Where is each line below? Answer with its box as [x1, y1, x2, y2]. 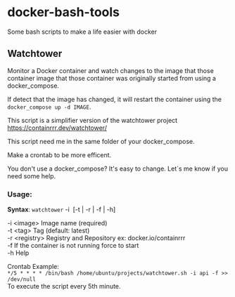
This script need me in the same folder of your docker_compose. [7, 137, 195, 145]
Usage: [7, 189, 33, 199]
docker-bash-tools [7, 4, 120, 20]
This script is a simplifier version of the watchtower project [7, 116, 178, 124]
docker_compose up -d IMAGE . [7, 103, 91, 111]
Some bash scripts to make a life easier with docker [7, 27, 157, 36]
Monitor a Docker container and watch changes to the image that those [7, 66, 215, 74]
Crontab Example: [7, 263, 60, 271]
